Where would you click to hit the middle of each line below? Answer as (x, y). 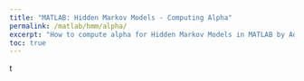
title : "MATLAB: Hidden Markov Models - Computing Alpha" (121, 18)
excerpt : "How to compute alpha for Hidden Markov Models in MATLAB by (147, 34)
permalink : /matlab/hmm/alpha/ (68, 26)
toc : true (28, 43)
